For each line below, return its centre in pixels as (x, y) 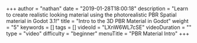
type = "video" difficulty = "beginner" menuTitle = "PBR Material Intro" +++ (98, 34)
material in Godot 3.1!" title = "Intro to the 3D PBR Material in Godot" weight (97, 21)
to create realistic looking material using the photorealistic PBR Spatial (91, 15)
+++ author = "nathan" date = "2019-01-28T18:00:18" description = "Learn (97, 9)
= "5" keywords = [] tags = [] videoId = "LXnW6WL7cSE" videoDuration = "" (99, 27)
